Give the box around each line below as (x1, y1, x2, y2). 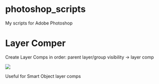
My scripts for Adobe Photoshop (5, 20, 73, 26)
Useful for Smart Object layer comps (5, 73, 82, 79)
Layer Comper (5, 37, 66, 49)
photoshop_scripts (5, 3, 86, 15)
